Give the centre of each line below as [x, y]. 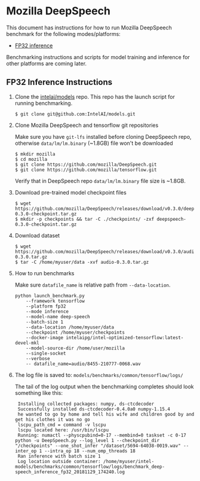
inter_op [26, 451]
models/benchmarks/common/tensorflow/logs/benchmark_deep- [90, 467]
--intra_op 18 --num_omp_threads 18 [90, 451]
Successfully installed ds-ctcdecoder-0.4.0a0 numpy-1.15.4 [94, 409]
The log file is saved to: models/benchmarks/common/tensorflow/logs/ [99, 375]
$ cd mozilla [31, 159]
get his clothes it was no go [53, 419]
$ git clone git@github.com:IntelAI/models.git [75, 114]
